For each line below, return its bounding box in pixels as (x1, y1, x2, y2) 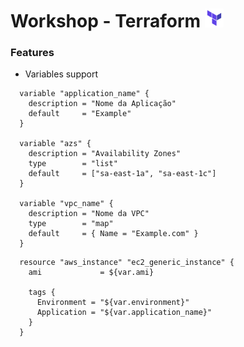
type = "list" (28, 159, 118, 169)
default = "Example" (28, 109, 132, 119)
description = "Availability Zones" (28, 149, 182, 159)
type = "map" (28, 219, 114, 229)
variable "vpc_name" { (19, 199, 114, 209)
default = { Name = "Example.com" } (28, 229, 199, 239)
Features (10, 46, 55, 60)
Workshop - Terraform (10, 10, 202, 33)
